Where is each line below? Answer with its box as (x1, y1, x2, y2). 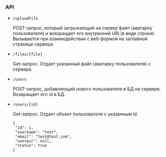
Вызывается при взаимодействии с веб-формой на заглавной (12, 36, 148, 42)
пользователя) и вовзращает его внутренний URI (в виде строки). (12, 30, 156, 37)
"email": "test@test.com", (15, 134, 72, 139)
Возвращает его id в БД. (12, 91, 66, 98)
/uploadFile (12, 16, 38, 21)
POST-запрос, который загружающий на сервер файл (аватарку (12, 25, 153, 31)
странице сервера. (12, 41, 54, 47)
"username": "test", (15, 130, 58, 135)
